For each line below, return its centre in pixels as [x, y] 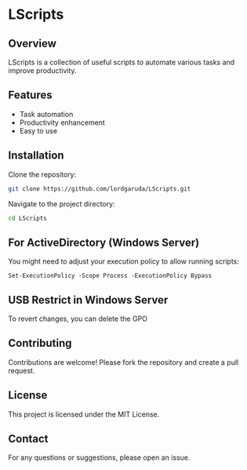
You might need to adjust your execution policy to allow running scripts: [123, 261]
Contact [28, 439]
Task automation [46, 114]
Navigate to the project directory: [62, 204]
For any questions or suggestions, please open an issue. [99, 457]
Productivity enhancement [62, 122]
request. [22, 370]
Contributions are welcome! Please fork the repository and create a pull [123, 362]
